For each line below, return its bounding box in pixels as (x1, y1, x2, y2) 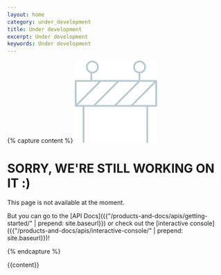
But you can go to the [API (7, 212, 82, 220)
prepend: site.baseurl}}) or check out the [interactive (37, 219, 188, 228)
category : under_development (7, 18, 91, 26)
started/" (7, 219, 33, 228)
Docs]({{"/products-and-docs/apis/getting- (83, 212, 208, 220)
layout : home (7, 11, 45, 18)
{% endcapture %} (7, 247, 61, 256)
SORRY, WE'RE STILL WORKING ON (7, 161, 215, 177)
